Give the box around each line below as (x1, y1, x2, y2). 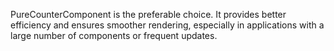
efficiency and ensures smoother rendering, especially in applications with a (10, 19, 325, 31)
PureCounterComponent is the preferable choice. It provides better (10, 9, 287, 20)
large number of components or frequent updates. (10, 30, 218, 41)
